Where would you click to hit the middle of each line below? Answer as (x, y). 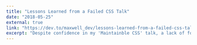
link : (13, 28)
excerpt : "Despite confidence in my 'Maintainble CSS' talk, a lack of (95, 33)
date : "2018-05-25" (30, 17)
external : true (25, 22)
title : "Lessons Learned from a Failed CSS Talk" (68, 11)
